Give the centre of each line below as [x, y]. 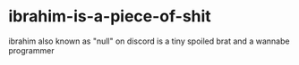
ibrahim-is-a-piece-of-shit [110, 16]
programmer [31, 50]
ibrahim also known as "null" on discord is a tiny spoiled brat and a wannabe [149, 41]
